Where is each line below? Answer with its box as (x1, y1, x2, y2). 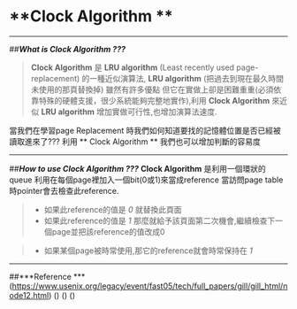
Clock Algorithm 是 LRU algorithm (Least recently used (30, 62, 235, 73)
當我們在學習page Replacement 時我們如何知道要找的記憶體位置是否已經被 (9, 125, 281, 135)
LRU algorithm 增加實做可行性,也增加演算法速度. (41, 106, 217, 117)
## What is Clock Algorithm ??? (9, 43, 126, 54)
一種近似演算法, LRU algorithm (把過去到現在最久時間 (89, 73, 285, 83)
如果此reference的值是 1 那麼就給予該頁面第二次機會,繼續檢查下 (43, 215, 276, 226)
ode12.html (9, 290, 49, 300)
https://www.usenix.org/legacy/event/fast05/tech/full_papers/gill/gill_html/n (11, 281, 288, 291)
